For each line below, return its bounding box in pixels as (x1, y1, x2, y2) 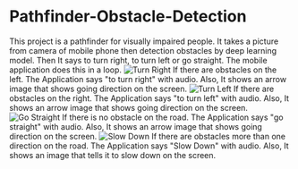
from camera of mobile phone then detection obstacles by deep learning (9, 45, 277, 55)
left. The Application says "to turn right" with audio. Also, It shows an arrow (9, 73, 287, 84)
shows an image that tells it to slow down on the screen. (9, 149, 217, 160)
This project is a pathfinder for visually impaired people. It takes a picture (9, 36, 279, 46)
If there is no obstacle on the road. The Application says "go (62, 112, 284, 123)
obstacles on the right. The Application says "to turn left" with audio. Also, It (9, 92, 289, 104)
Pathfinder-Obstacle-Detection (9, 6, 247, 27)
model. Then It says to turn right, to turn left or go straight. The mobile (9, 55, 268, 65)
